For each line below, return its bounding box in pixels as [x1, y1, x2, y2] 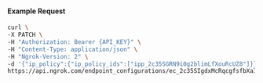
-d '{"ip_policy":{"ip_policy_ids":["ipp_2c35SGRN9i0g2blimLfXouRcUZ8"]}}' [7, 60, 261, 68]
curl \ [7, 23, 29, 31]
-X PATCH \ [7, 31, 43, 39]
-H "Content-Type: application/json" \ [7, 45, 138, 53]
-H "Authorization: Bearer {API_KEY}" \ [7, 38, 142, 46]
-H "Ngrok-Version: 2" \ [7, 52, 89, 60]
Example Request [7, 6, 66, 16]
